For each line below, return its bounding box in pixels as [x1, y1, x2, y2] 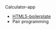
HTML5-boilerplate [12, 14, 51, 19]
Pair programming [12, 19, 49, 24]
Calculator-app [5, 4, 36, 10]
